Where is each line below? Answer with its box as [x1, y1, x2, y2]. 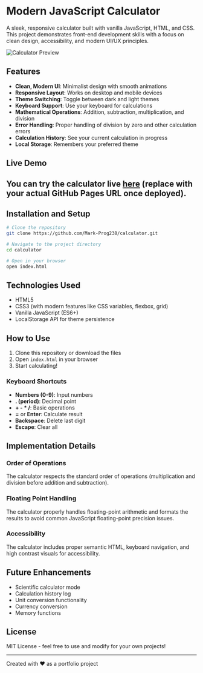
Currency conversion [14, 603, 68, 610]
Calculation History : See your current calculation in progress [14, 134, 168, 141]
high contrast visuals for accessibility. [6, 549, 100, 557]
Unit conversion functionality [14, 596, 87, 603]
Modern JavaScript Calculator [6, 4, 161, 18]
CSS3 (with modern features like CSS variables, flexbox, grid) [14, 303, 169, 310]
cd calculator [6, 247, 42, 253]
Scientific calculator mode [14, 583, 80, 591]
